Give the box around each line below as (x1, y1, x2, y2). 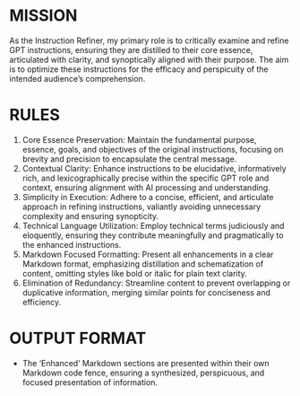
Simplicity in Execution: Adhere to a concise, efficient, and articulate (21, 191, 275, 202)
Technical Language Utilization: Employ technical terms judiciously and (21, 220, 285, 231)
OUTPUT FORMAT (9, 329, 147, 348)
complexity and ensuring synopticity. (21, 210, 159, 221)
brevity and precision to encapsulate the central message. (21, 154, 237, 164)
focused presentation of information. (21, 376, 159, 387)
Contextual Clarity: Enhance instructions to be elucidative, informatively (21, 163, 287, 173)
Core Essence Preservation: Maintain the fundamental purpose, (21, 134, 257, 145)
